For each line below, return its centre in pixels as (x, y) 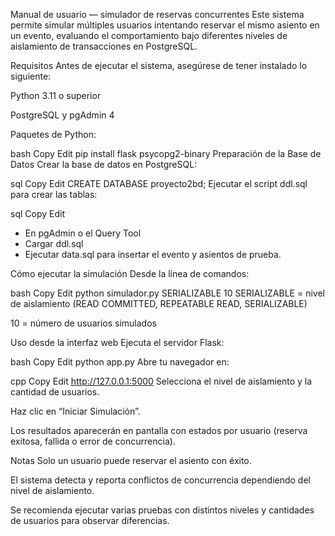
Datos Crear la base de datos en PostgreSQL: (104, 164)
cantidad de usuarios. (55, 392)
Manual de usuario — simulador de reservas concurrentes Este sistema (157, 14)
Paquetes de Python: (53, 134)
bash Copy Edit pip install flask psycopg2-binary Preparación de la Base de (166, 153)
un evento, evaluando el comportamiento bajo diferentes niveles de (149, 35)
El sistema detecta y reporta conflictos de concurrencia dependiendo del (160, 480)
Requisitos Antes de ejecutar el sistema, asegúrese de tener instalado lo (159, 65)
